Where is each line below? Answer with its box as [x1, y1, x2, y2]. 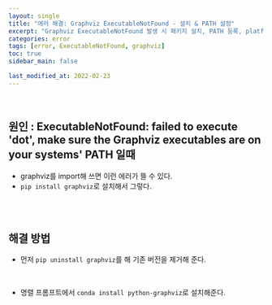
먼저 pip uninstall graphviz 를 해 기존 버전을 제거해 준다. [19, 255, 207, 264]
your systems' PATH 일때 [8, 148, 136, 162]
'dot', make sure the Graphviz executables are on [8, 133, 261, 147]
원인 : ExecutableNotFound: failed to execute [8, 120, 238, 134]
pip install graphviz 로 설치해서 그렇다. [19, 181, 152, 191]
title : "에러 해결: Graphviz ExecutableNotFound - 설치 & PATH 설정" [8, 20, 235, 28]
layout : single [8, 11, 60, 20]
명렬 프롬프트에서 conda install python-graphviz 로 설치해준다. [19, 288, 226, 298]
